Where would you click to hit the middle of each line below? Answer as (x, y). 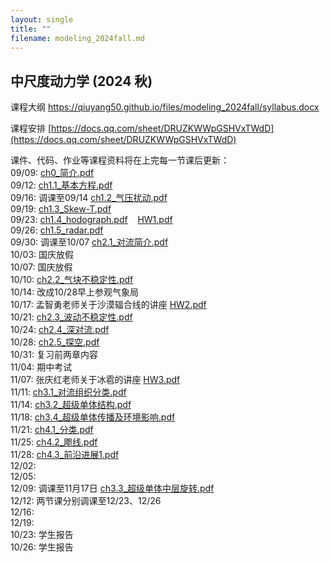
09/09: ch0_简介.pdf (52, 173)
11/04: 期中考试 (41, 367)
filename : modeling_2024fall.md (77, 38)
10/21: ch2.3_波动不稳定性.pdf (71, 317)
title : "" (31, 29)
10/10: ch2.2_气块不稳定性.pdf (72, 280)
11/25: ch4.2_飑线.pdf (54, 442)
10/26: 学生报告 (42, 547)
